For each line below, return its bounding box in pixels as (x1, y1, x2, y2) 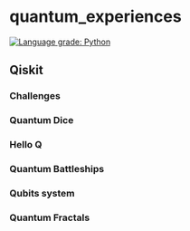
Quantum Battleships (9, 163, 105, 176)
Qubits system (9, 187, 75, 199)
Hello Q (9, 139, 43, 151)
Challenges (9, 90, 61, 102)
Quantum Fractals (9, 211, 90, 224)
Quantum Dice (9, 114, 74, 127)
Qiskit (9, 63, 43, 78)
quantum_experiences (9, 6, 183, 27)
